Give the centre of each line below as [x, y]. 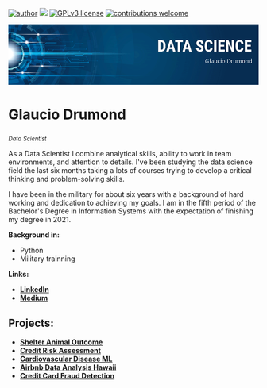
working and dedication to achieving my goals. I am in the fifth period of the [132, 203]
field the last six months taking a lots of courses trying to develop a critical [130, 171]
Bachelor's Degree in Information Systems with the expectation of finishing [131, 211]
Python [31, 251]
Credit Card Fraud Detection [67, 376]
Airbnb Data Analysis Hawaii [68, 367]
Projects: [31, 323]
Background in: [34, 235]
